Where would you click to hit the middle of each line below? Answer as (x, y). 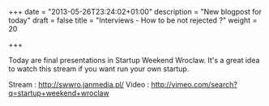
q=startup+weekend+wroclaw (59, 93)
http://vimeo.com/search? (194, 85)
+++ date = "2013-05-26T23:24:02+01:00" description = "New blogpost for (135, 12)
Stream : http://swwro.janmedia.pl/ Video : (79, 85)
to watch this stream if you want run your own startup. (99, 69)
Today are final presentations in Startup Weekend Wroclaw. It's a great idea (134, 60)
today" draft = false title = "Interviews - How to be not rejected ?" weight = (133, 20)
